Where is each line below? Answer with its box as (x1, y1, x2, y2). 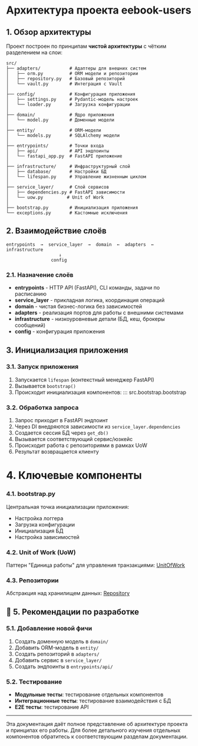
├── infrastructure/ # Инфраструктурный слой (6, 163, 131, 169)
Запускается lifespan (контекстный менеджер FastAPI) (14, 376, 154, 383)
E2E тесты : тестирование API (14, 704, 89, 711)
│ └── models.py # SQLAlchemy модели (6, 133, 120, 139)
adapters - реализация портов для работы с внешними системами (14, 309, 184, 316)
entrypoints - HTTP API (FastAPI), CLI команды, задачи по (14, 284, 160, 291)
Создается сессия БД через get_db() (14, 429, 109, 436)
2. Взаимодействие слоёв (6, 226, 107, 236)
